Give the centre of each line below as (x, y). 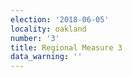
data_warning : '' (46, 57)
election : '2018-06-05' (60, 19)
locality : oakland (48, 29)
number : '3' (35, 38)
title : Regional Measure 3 (66, 47)
